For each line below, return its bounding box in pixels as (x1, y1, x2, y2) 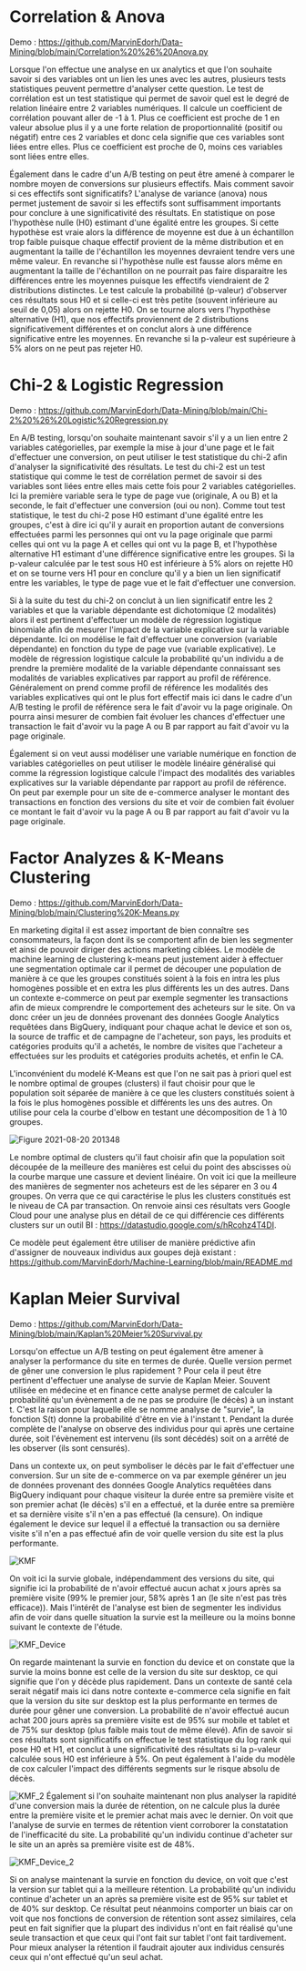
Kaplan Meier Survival (9, 1289, 180, 1309)
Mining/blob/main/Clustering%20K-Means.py (9, 906, 180, 917)
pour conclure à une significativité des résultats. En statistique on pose (9, 207, 276, 218)
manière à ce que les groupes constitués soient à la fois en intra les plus (9, 973, 280, 984)
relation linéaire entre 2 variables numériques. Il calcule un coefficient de (9, 102, 282, 113)
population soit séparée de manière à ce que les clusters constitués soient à (9, 1087, 295, 1098)
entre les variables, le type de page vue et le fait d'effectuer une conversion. (9, 577, 296, 588)
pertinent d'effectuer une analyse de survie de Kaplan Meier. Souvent (9, 1374, 270, 1385)
